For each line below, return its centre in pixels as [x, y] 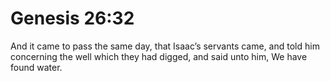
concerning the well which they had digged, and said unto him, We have [159, 56]
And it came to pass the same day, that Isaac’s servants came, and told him [165, 46]
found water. [36, 67]
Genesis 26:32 [72, 18]
